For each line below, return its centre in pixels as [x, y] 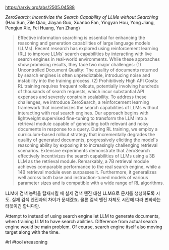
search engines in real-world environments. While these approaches [89, 59]
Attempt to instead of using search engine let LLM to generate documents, [82, 216]
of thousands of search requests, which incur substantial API [81, 91]
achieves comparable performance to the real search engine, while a [89, 167]
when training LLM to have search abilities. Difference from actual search [81, 221]
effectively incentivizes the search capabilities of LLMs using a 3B [86, 156]
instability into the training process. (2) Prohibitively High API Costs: [88, 81]
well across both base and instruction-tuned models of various [83, 177]
